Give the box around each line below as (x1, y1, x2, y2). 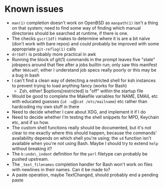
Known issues (4, 3, 64, 15)
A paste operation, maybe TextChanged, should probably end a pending (11, 172, 159, 178)
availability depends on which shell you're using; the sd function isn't (11, 135, 152, 141)
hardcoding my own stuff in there (11, 104, 80, 110)
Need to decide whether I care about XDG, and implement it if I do (11, 109, 146, 114)
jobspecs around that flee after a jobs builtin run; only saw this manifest (11, 62, 157, 68)
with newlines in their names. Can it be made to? (11, 166, 110, 172)
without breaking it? (11, 146, 52, 151)
